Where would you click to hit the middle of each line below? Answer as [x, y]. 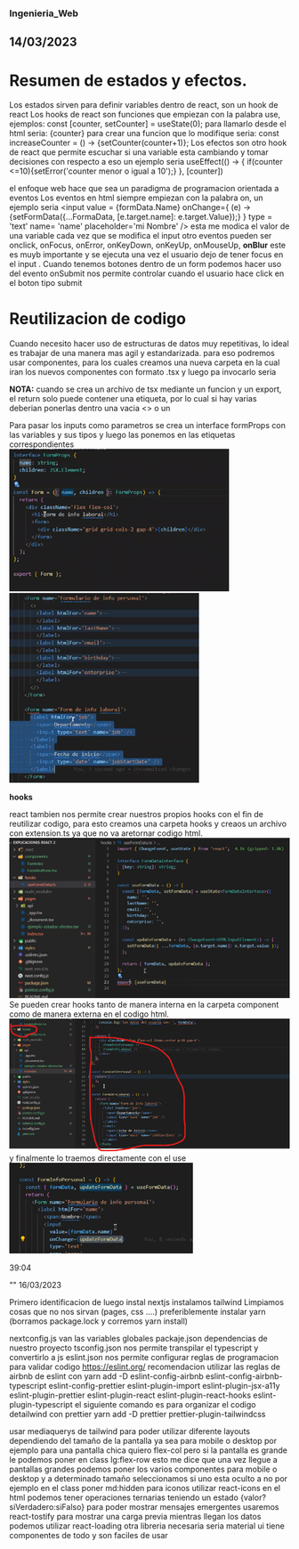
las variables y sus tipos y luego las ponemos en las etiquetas [122, 435]
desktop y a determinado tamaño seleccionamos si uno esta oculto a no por [148, 1479]
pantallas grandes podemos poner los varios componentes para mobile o [143, 1469]
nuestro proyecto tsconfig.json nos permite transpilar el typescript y [134, 1348]
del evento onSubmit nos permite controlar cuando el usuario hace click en [147, 273]
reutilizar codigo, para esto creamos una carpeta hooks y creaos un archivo [148, 824]
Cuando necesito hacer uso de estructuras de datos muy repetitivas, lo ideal [149, 344]
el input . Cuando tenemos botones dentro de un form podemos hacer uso [145, 264]
